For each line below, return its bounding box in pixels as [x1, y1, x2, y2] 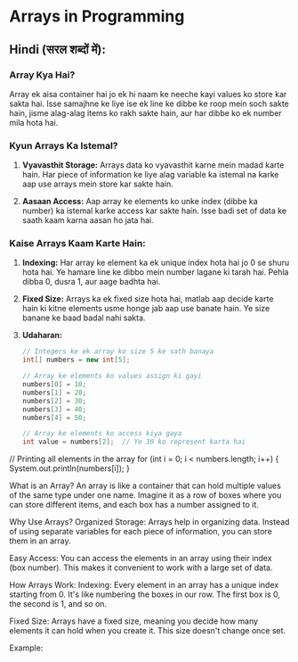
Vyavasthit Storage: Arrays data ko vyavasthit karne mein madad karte [21, 160, 285, 170]
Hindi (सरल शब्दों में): [9, 42, 107, 57]
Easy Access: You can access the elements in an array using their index [9, 553, 273, 564]
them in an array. [9, 535, 71, 546]
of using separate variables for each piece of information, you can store [9, 526, 273, 537]
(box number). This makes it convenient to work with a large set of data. [9, 562, 273, 573]
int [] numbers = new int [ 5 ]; [21, 355, 131, 365]
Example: [9, 642, 44, 653]
